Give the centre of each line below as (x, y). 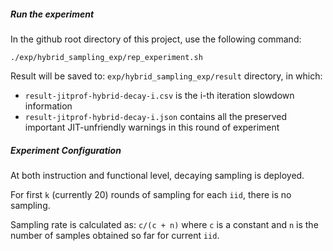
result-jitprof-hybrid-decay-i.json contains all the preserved (155, 116)
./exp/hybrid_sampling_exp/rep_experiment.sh (106, 57)
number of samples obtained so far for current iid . (115, 235)
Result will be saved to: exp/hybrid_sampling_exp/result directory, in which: (166, 76)
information (48, 106)
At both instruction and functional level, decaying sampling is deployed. (157, 175)
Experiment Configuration (66, 150)
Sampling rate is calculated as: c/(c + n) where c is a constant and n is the (164, 224)
